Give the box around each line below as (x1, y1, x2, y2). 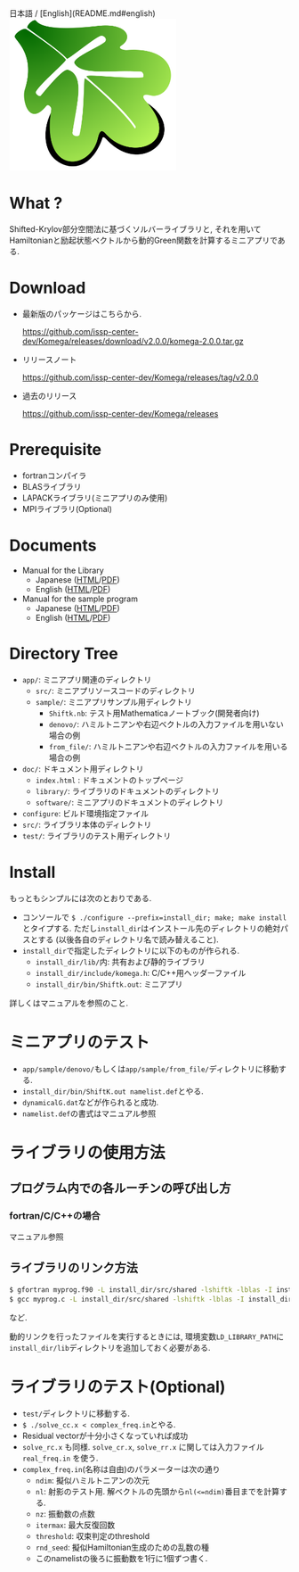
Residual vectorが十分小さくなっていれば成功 (21, 1430, 189, 1441)
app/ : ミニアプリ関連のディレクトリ (21, 674, 152, 684)
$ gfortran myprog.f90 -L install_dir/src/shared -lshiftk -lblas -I (9, 1286, 273, 1295)
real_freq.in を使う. (21, 1452, 99, 1463)
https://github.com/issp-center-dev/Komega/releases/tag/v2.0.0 (21, 372, 259, 383)
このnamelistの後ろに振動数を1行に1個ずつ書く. (35, 1552, 208, 1563)
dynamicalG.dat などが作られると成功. (21, 1096, 159, 1107)
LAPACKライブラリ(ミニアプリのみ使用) (21, 492, 168, 503)
